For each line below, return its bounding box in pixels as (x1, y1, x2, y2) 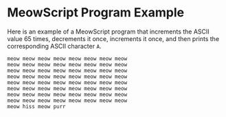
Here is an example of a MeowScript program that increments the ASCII (7, 27, 210, 36)
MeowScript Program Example (7, 5, 184, 21)
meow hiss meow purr (7, 103, 67, 110)
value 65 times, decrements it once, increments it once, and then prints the (7, 34, 220, 42)
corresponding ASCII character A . (7, 42, 102, 50)
